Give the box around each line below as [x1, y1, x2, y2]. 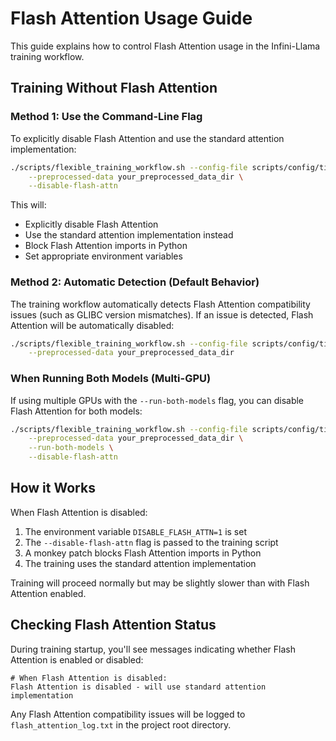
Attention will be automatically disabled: [10, 319, 175, 331]
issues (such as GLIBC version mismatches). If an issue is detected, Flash [10, 308, 314, 321]
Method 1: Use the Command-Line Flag [10, 110, 203, 124]
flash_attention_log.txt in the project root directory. [10, 718, 232, 731]
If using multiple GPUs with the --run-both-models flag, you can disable [10, 394, 305, 406]
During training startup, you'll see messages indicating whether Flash [10, 643, 296, 655]
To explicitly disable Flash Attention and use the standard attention [10, 132, 285, 144]
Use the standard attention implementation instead [24, 229, 234, 241]
